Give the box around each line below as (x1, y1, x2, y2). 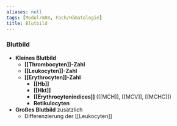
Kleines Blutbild (15, 54, 57, 61)
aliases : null (6, 9, 43, 15)
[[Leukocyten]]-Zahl (24, 67, 78, 74)
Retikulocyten (33, 99, 70, 107)
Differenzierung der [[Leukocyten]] (24, 112, 112, 119)
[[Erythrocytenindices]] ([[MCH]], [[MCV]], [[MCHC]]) (33, 93, 172, 100)
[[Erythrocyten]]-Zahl (24, 74, 81, 81)
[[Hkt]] (33, 86, 51, 94)
